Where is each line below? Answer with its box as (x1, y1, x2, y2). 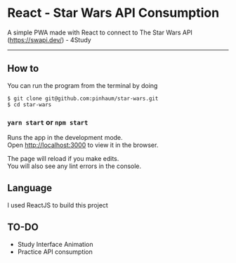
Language (7, 182, 53, 194)
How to (7, 63, 39, 75)
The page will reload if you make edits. (7, 155, 119, 163)
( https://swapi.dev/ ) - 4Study (7, 35, 91, 44)
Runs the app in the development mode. (7, 134, 123, 142)
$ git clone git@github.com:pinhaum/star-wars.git (7, 95, 159, 102)
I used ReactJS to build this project (7, 200, 109, 209)
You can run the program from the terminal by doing (7, 81, 158, 89)
